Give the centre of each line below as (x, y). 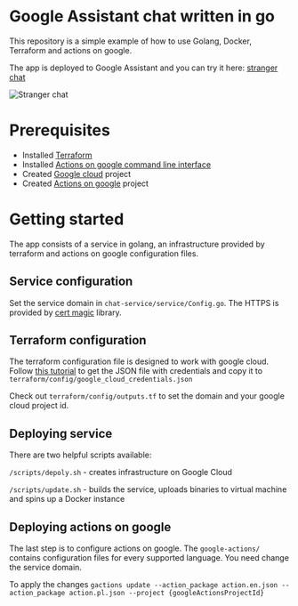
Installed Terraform (57, 155)
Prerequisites (60, 130)
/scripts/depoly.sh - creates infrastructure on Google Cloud (121, 473)
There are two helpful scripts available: (81, 455)
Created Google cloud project (77, 174)
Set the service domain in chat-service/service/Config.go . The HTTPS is (144, 303)
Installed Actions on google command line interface (117, 164)
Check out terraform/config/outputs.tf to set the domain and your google (147, 396)
